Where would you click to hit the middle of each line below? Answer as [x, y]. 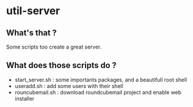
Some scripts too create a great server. [54, 47]
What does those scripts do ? [61, 65]
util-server [33, 11]
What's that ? [31, 33]
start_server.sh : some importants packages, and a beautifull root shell [101, 80]
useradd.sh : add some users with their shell [69, 86]
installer [24, 98]
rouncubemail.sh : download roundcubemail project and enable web [98, 92]
